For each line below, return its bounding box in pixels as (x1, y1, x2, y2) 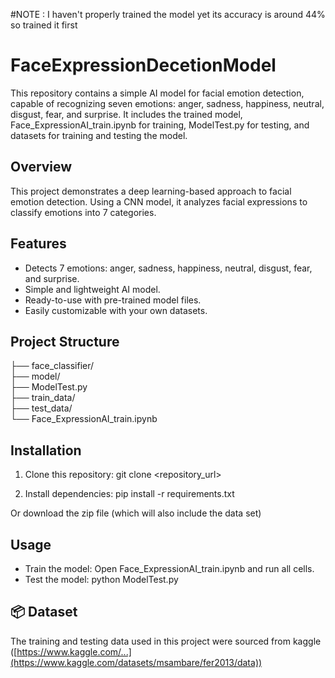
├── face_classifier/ (10, 360, 95, 372)
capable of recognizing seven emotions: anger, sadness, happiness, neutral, (10, 97, 325, 109)
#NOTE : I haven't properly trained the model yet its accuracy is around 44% (10, 9, 326, 20)
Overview (10, 159, 73, 176)
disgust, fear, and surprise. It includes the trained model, (10, 108, 243, 120)
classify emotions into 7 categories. (10, 206, 157, 218)
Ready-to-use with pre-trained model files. (24, 294, 202, 306)
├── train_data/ (10, 392, 76, 404)
